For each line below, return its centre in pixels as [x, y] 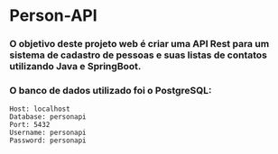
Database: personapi [48, 117]
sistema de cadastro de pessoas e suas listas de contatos [139, 55]
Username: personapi [48, 133]
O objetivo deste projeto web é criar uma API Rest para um [139, 44]
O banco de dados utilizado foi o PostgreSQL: [111, 91]
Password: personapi [48, 140]
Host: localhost [40, 109]
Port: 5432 [30, 125]
